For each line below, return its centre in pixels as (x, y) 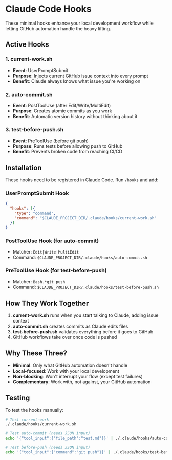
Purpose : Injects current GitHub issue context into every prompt (80, 76)
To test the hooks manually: (35, 410)
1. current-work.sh (29, 59)
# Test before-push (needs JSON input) (48, 448)
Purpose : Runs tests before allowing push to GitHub (68, 146)
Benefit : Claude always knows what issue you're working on (77, 81)
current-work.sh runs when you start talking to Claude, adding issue (85, 315)
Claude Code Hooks (48, 9)
